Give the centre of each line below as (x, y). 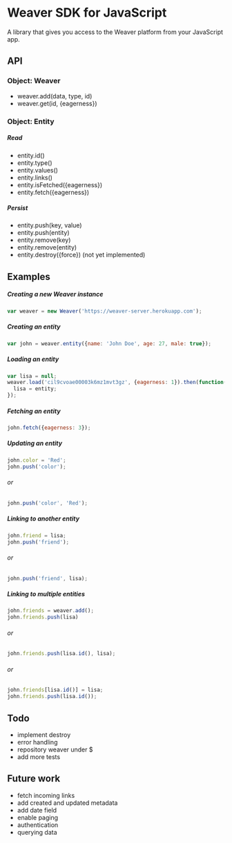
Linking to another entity (43, 519)
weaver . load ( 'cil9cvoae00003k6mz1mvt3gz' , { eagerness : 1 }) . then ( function (116, 383)
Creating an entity (34, 327)
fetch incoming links (46, 795)
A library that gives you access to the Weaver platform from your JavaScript (115, 32)
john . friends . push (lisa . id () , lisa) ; (61, 654)
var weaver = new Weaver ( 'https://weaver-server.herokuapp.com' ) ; (105, 311)
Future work (34, 779)
